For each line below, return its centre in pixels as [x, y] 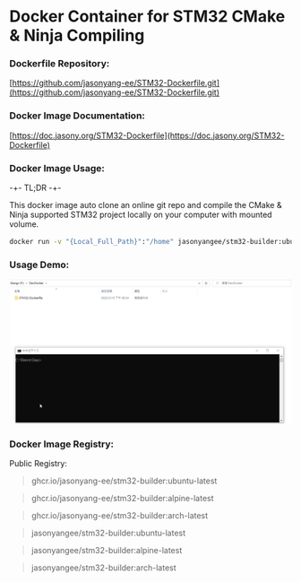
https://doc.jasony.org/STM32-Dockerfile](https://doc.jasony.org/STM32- [148, 135]
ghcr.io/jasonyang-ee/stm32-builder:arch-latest [120, 515]
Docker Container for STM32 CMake [147, 17]
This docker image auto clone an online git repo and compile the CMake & [146, 205]
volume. [24, 224]
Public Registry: [38, 463]
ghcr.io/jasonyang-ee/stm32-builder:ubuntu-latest [124, 481]
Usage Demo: [39, 265]
